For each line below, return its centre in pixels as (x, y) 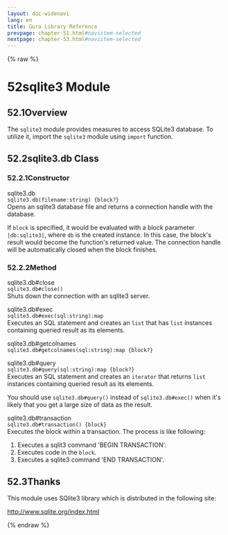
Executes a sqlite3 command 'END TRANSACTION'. (91, 460)
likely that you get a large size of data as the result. (80, 405)
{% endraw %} (28, 525)
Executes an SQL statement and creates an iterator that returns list (106, 377)
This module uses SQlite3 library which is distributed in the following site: (112, 498)
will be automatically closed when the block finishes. (82, 249)
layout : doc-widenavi (38, 14)
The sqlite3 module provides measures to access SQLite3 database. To (110, 130)
